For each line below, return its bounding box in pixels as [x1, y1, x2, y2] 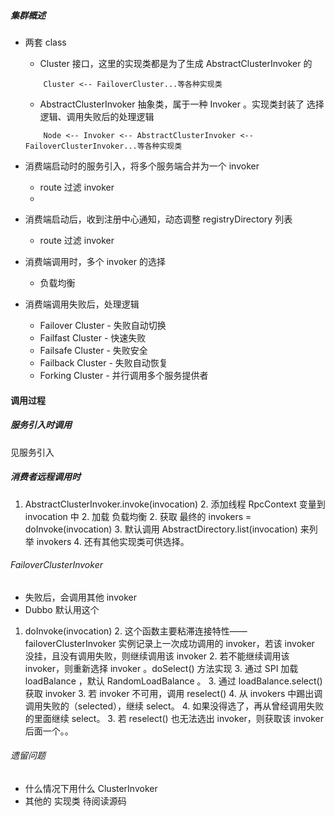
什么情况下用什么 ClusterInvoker [24, 782, 158, 794]
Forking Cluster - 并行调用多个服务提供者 [39, 369, 209, 381]
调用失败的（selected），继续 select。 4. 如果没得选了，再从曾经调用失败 [24, 700, 325, 712]
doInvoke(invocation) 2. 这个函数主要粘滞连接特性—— [24, 625, 248, 637]
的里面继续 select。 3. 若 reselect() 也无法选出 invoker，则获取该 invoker [24, 712, 324, 724]
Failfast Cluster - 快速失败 [39, 331, 147, 344]
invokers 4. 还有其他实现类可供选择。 [36, 535, 190, 547]
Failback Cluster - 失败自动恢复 [39, 356, 168, 369]
